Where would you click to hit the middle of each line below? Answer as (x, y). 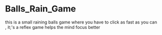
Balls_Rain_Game (41, 9)
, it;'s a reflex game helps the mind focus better (53, 27)
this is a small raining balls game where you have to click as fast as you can (81, 22)
